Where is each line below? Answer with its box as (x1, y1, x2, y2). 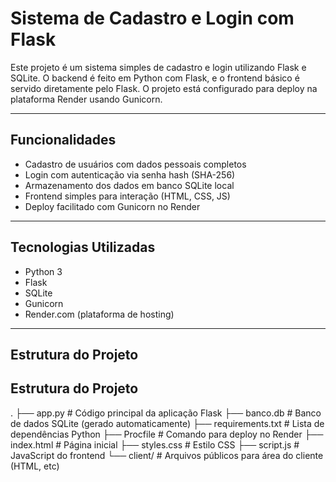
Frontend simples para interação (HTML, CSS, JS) (24, 190, 231, 202)
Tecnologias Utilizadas (10, 239, 156, 256)
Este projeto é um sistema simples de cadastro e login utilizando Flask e (10, 61, 307, 73)
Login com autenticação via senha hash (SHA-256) (24, 168, 236, 181)
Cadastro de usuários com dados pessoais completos (24, 158, 247, 170)
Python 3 (24, 265, 63, 277)
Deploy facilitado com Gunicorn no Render (24, 200, 201, 212)
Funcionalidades (10, 132, 117, 149)
